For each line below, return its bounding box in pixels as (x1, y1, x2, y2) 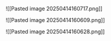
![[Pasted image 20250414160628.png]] (5, 28, 105, 35)
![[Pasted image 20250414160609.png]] (5, 17, 105, 23)
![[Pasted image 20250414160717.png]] (5, 5, 103, 12)
